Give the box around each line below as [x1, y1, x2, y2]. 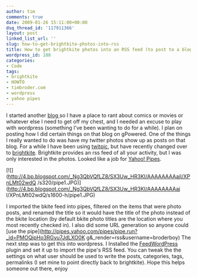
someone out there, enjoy [6, 265, 69, 272]
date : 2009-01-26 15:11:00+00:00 [6, 19, 88, 25]
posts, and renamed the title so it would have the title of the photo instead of [6, 209, 191, 216]
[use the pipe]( [6, 228, 42, 235]
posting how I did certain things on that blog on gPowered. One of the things [6, 130, 191, 138]
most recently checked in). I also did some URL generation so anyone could [6, 221, 189, 228]
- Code [6, 63, 22, 69]
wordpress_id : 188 [6, 52, 51, 58]
